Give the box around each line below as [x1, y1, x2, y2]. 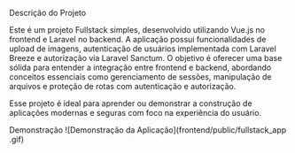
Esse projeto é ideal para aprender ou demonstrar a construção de [9, 98, 252, 109]
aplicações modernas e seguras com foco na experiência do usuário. [9, 108, 262, 118]
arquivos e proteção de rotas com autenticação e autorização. [9, 81, 237, 91]
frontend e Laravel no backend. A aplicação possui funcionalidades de [9, 34, 267, 44]
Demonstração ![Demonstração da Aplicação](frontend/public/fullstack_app [9, 125, 287, 135]
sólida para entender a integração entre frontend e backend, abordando [9, 62, 272, 73]
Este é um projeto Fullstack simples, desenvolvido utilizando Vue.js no [9, 25, 266, 34]
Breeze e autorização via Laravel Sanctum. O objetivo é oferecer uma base [9, 53, 283, 63]
